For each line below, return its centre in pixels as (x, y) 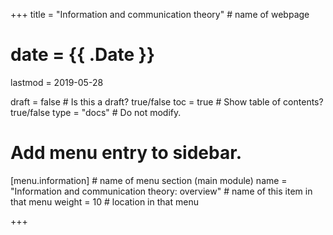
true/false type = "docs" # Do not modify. (96, 112)
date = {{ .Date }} (83, 55)
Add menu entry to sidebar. (126, 153)
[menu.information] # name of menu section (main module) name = (149, 180)
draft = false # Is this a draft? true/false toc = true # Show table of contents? (167, 101)
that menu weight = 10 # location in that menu (104, 201)
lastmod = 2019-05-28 (57, 82)
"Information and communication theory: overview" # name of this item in (161, 191)
